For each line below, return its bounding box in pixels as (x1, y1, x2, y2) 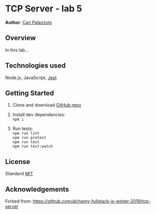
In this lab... (5, 47, 29, 53)
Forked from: (5, 198, 32, 204)
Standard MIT (5, 171, 33, 177)
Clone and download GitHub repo (12, 102, 81, 108)
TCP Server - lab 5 (5, 3, 82, 14)
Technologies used (5, 62, 66, 70)
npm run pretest (12, 135, 46, 141)
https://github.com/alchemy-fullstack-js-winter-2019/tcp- (32, 198, 151, 204)
